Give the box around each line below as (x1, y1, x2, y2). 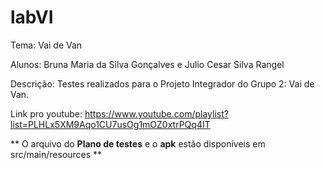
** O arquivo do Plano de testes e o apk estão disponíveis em (10, 137, 266, 150)
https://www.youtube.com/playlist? (84, 107, 229, 120)
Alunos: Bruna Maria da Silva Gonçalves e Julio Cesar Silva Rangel (10, 58, 285, 70)
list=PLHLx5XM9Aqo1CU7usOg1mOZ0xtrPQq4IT (10, 118, 211, 130)
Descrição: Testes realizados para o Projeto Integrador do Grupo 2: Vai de (10, 77, 315, 90)
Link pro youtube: (10, 107, 83, 120)
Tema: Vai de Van (10, 39, 83, 51)
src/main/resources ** (10, 148, 103, 160)
